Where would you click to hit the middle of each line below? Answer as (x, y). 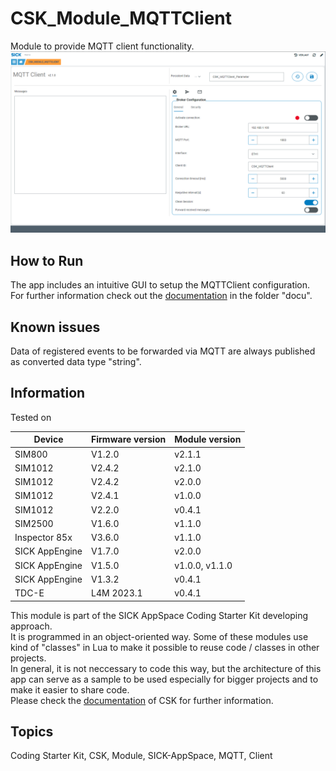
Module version (208, 439)
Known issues (55, 327)
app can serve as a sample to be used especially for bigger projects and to (164, 679)
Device (48, 439)
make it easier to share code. (70, 689)
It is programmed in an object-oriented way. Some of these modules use (159, 636)
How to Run (47, 260)
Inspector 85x (43, 538)
